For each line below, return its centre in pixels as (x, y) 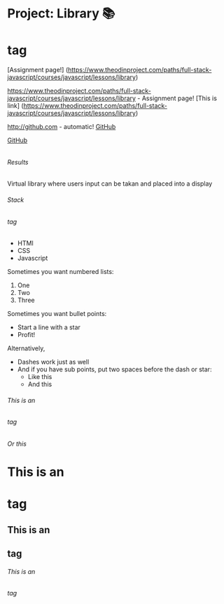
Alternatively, (26, 348)
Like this (40, 377)
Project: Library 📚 (61, 14)
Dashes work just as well (53, 362)
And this (40, 384)
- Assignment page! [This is (177, 98)
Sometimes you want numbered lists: (61, 272)
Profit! (26, 335)
